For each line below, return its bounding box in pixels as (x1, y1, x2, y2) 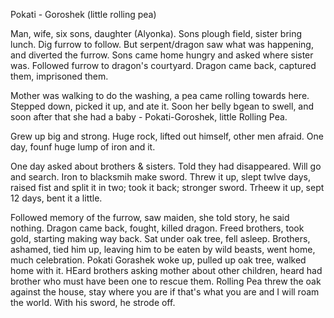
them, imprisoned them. (10, 70, 109, 82)
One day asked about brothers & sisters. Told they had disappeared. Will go (10, 160, 322, 172)
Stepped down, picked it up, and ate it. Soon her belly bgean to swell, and (10, 100, 315, 112)
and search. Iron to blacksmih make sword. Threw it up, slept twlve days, (10, 171, 311, 183)
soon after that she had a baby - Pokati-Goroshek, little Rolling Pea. (10, 111, 288, 123)
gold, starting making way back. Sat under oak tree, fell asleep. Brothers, (10, 233, 311, 244)
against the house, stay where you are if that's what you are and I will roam (10, 286, 320, 298)
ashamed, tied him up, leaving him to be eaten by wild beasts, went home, (10, 244, 316, 255)
